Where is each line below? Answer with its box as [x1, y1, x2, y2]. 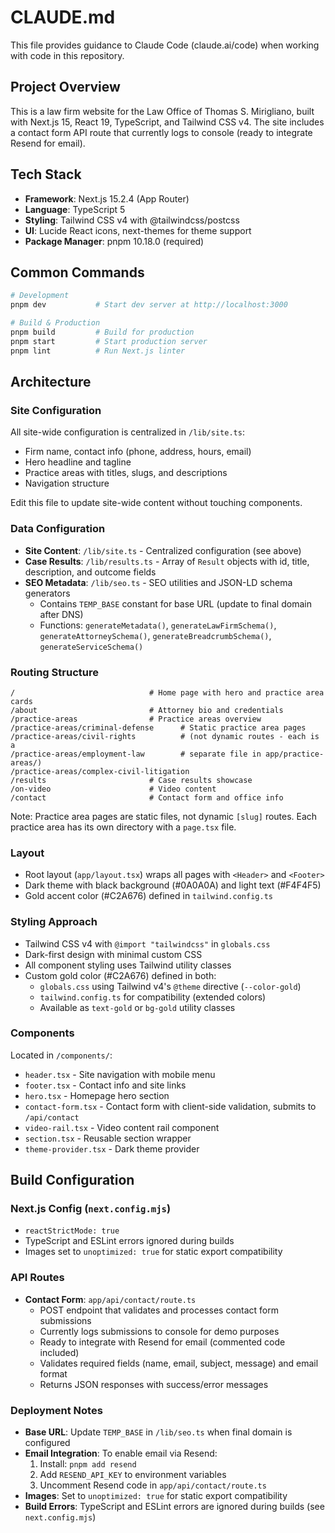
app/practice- [265, 749, 325, 759]
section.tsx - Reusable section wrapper [24, 1132, 192, 1144]
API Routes [10, 1271, 65, 1285]
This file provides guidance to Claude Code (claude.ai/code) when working [10, 39, 320, 51]
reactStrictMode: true [24, 1226, 120, 1236]
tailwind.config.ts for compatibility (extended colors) [39, 991, 267, 1003]
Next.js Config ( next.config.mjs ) [10, 1202, 172, 1216]
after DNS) [39, 608, 84, 620]
